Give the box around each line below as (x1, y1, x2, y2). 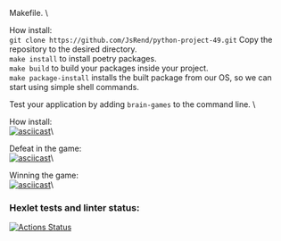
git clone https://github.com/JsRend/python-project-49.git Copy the (9, 35, 273, 45)
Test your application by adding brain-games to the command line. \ (9, 99, 256, 110)
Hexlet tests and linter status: (9, 201, 140, 213)
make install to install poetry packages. (9, 54, 158, 63)
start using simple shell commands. (9, 82, 140, 92)
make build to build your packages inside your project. (9, 62, 209, 73)
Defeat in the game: (9, 143, 82, 154)
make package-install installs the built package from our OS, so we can (9, 72, 272, 83)
